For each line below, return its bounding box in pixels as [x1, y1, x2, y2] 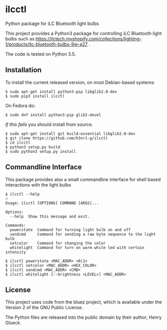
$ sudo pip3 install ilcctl [5, 93, 65, 99]
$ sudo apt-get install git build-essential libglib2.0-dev [5, 131, 136, 136]
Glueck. [5, 320, 21, 326]
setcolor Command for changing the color [10, 240, 106, 245]
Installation [5, 66, 42, 74]
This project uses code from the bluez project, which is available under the [5, 299, 162, 305]
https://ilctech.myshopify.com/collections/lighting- [35, 36, 142, 42]
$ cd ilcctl [5, 140, 31, 145]
